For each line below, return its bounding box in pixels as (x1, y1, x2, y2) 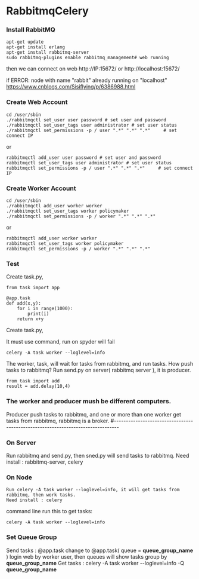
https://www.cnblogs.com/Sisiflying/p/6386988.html (6, 83, 136, 90)
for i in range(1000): (17, 306, 73, 312)
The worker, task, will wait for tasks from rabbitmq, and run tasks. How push (6, 360, 194, 367)
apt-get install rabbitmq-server (6, 50, 89, 56)
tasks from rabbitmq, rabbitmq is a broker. (6, 417, 110, 424)
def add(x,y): (6, 301, 42, 307)
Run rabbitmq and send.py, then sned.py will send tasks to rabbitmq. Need (6, 452, 189, 459)
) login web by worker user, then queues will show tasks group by (6, 553, 167, 560)
